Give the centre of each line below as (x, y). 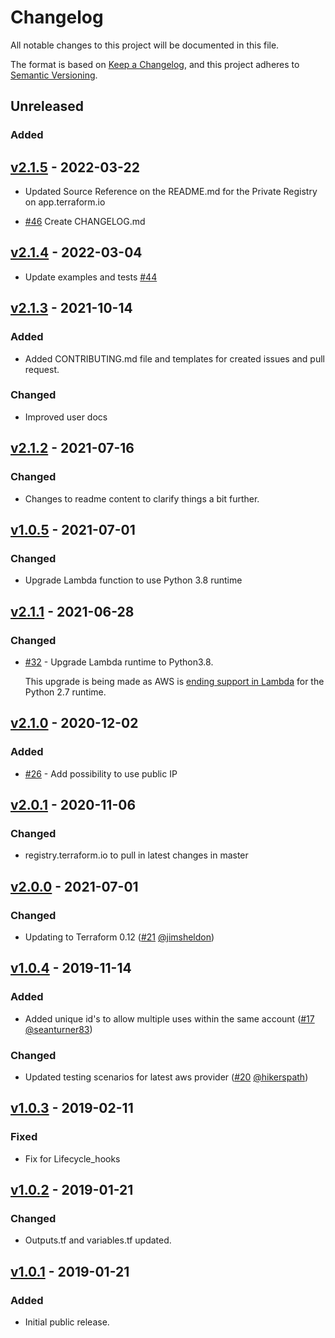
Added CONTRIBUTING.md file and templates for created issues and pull (174, 358)
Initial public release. (67, 1322)
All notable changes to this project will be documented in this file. (145, 45)
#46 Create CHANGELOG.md (85, 222)
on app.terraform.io (65, 202)
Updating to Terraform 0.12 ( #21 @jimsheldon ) (119, 937)
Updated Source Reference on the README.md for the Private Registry (171, 192)
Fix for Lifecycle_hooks (72, 1158)
